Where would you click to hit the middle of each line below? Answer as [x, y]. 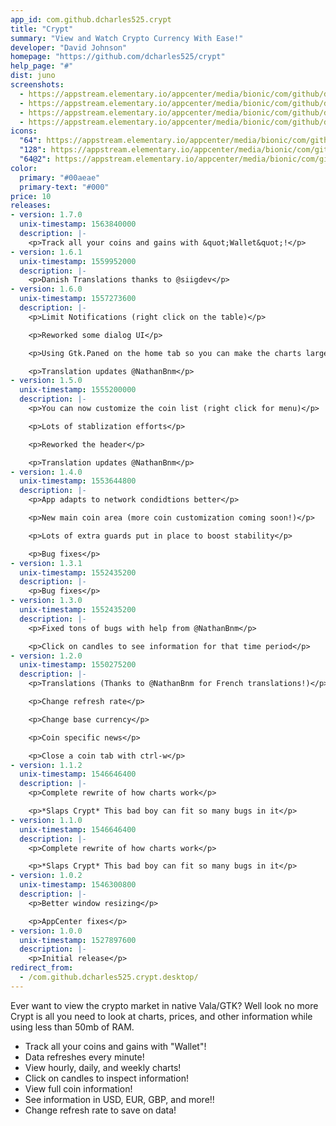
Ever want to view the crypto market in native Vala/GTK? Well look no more [164, 1005]
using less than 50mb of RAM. [72, 1027]
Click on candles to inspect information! [106, 1078]
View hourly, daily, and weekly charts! [103, 1067]
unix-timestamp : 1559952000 [78, 261]
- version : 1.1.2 [46, 765]
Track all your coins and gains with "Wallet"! [115, 1046]
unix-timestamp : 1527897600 [78, 940]
